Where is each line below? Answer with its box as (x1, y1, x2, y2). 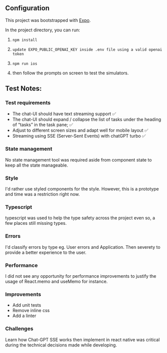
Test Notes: (5, 84, 42, 93)
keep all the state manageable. (5, 162, 68, 168)
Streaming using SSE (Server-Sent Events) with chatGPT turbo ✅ (12, 133, 146, 139)
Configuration (5, 4, 50, 12)
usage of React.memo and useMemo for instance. (5, 278, 108, 284)
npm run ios (12, 61, 37, 66)
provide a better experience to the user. (5, 249, 87, 255)
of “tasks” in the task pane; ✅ (12, 122, 73, 128)
